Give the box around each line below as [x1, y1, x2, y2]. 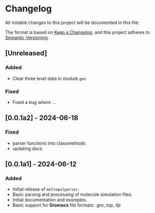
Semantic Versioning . [5, 34, 49, 40]
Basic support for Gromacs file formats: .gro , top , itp [12, 202, 121, 208]
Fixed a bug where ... [12, 99, 56, 105]
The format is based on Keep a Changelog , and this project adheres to [5, 29, 150, 35]
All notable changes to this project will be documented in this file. [5, 19, 140, 25]
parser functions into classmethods [12, 140, 86, 146]
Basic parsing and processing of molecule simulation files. [12, 191, 132, 197]
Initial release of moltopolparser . [12, 186, 79, 192]
